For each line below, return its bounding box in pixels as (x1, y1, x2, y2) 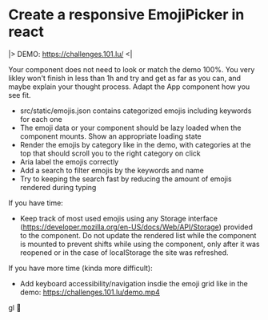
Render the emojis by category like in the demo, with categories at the (19, 140, 251, 149)
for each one (19, 114, 62, 124)
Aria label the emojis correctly (19, 156, 119, 166)
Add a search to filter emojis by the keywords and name (19, 165, 204, 175)
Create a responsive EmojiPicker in (8, 6, 245, 24)
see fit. (8, 90, 31, 99)
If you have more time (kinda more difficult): (8, 263, 154, 273)
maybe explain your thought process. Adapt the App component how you (8, 82, 250, 91)
